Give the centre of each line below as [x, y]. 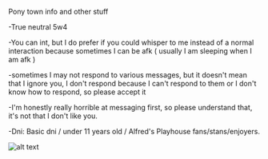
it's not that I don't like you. [53, 116]
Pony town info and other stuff [58, 12]
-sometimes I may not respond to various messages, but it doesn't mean [128, 75]
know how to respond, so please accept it [77, 92]
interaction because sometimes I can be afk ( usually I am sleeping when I [130, 51]
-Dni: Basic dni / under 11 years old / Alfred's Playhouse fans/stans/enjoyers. [134, 131]
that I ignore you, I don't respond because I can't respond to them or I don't [132, 83]
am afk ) [22, 60]
